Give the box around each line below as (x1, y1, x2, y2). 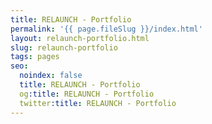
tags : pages (10, 52, 60, 62)
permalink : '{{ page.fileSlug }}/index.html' (10, 24, 203, 34)
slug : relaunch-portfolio (10, 42, 118, 53)
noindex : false (19, 71, 83, 81)
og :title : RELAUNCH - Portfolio (19, 89, 155, 99)
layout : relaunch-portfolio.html (10, 33, 150, 43)
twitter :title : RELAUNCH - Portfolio (19, 98, 177, 108)
